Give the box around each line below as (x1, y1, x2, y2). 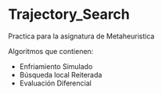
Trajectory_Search (8, 5, 131, 23)
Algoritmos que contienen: (8, 46, 94, 56)
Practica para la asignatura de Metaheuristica (8, 31, 155, 41)
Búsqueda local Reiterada (19, 70, 103, 79)
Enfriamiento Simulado (19, 61, 93, 71)
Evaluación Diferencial (19, 78, 92, 88)
